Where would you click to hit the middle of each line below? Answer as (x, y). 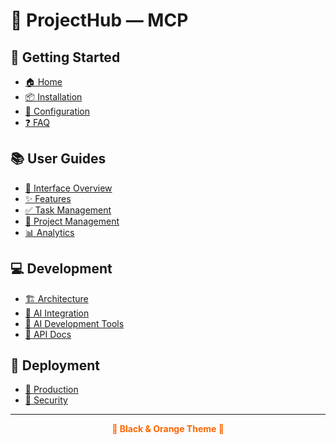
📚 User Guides (58, 159)
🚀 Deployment (55, 365)
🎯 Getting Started (65, 57)
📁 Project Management (72, 221)
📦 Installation (53, 97)
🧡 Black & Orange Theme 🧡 (168, 429)
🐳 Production (51, 390)
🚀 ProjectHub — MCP (99, 20)
